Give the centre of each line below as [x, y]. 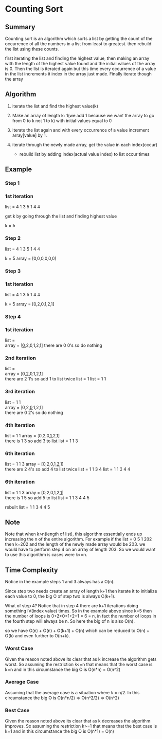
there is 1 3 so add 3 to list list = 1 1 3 [42, 441]
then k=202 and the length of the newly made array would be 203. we [75, 544]
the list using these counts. [32, 49]
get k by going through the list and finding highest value [61, 216]
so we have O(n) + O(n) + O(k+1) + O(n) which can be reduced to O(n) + [77, 631]
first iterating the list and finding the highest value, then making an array [77, 58]
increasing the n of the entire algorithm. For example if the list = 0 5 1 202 [79, 539]
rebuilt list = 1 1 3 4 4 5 [27, 507]
